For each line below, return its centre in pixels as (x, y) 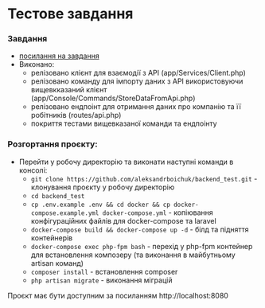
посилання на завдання (59, 56)
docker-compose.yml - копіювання (158, 212)
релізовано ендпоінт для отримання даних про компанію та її (136, 107)
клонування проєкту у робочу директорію (103, 187)
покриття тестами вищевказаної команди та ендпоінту (124, 123)
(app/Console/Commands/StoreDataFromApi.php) (113, 98)
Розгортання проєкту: (53, 144)
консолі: (33, 170)
